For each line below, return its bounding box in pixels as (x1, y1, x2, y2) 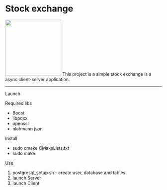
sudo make (12, 150, 36, 156)
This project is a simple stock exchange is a (62, 71, 152, 77)
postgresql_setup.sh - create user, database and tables (12, 170, 126, 176)
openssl (12, 120, 29, 126)
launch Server (12, 175, 41, 181)
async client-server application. (5, 76, 70, 82)
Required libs (5, 100, 32, 106)
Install (5, 135, 17, 141)
